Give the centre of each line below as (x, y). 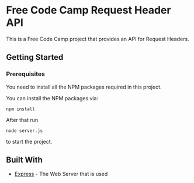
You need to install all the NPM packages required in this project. (84, 87)
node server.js (25, 131)
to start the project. (29, 141)
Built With (24, 160)
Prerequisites (25, 74)
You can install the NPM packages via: (52, 98)
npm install (20, 109)
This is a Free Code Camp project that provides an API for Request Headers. (98, 39)
